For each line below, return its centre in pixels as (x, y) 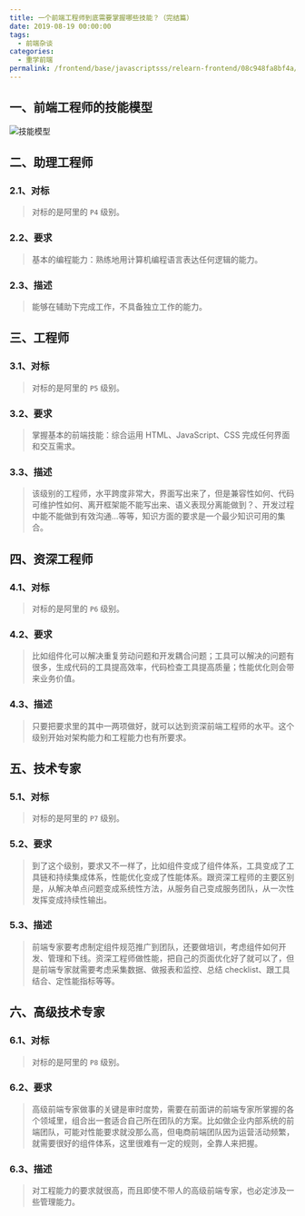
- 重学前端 (35, 60)
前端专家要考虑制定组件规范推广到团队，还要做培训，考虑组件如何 (155, 946)
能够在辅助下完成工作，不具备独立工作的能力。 (119, 306)
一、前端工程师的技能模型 (81, 108)
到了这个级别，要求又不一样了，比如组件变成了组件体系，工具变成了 (159, 865)
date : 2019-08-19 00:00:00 (60, 26)
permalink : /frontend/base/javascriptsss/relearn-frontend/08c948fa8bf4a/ (154, 69)
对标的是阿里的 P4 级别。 (78, 212)
